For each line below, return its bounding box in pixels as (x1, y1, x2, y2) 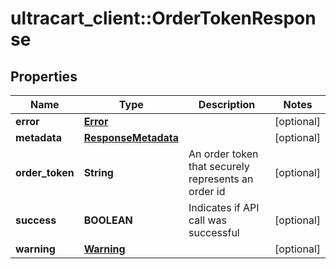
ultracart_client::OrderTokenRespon (10, 7, 317, 30)
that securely (188, 160, 250, 173)
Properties (10, 68, 78, 85)
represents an (188, 172, 254, 186)
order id (188, 185, 226, 198)
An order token (188, 147, 259, 161)
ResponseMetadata (83, 131, 180, 144)
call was (188, 213, 227, 227)
